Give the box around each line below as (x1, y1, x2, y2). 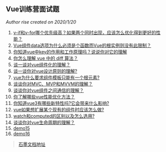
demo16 (13, 130, 30, 137)
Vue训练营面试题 (6, 5, 60, 14)
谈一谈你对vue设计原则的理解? (13, 68, 78, 74)
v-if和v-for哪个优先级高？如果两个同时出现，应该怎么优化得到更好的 (13, 29, 156, 35)
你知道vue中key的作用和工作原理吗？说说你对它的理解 (13, 48, 127, 55)
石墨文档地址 (18, 141, 45, 147)
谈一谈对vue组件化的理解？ (13, 61, 71, 68)
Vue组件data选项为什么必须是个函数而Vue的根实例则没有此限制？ (13, 42, 151, 48)
